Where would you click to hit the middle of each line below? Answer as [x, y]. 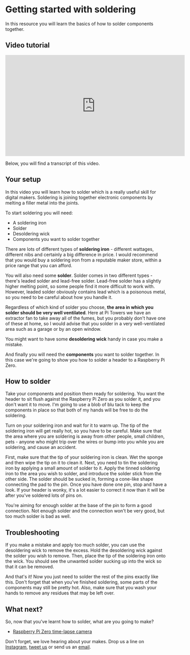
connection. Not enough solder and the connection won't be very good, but [85, 511]
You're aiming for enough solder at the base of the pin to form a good [79, 506]
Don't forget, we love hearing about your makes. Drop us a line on [75, 641]
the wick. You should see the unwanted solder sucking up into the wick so [83, 562]
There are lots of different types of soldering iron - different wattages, [80, 249]
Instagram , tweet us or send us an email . [48, 647]
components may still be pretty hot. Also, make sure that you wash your [81, 588]
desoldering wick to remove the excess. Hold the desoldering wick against [84, 550]
